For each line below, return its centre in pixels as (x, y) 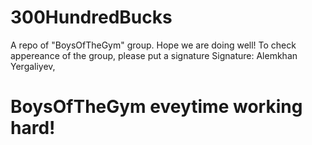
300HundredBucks (91, 17)
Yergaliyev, (33, 66)
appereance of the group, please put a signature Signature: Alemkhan (154, 55)
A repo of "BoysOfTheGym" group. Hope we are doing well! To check (153, 45)
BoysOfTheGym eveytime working (156, 107)
